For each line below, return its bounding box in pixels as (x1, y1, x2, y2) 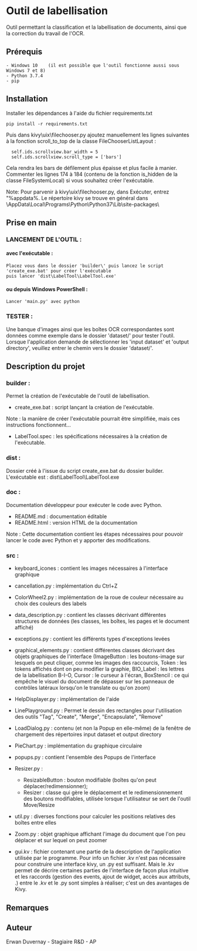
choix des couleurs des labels (14, 600, 87, 607)
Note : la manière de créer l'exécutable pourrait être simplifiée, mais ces (6, 415, 180, 422)
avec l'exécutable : (6, 250, 53, 257)
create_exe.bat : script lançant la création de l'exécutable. (14, 404, 154, 411)
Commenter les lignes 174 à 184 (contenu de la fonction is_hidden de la (6, 171, 178, 178)
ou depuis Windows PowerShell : (6, 285, 88, 292)
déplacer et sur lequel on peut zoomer (14, 837, 107, 844)
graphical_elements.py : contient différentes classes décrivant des (14, 647, 175, 654)
